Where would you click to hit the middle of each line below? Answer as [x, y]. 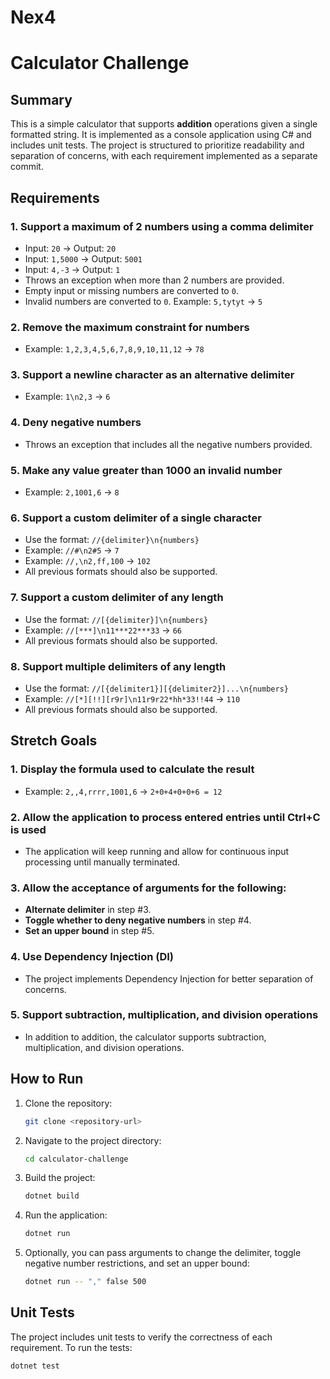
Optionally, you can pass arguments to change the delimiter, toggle [163, 1253]
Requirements [55, 197]
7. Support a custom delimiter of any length [117, 598]
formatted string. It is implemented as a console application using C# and [161, 135]
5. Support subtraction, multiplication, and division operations [164, 1015]
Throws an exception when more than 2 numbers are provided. [154, 280]
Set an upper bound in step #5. [89, 931]
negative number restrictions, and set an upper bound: [137, 1263]
